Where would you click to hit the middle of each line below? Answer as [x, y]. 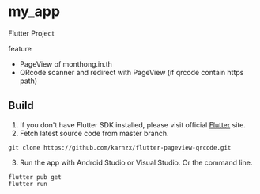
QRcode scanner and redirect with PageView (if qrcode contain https [132, 72]
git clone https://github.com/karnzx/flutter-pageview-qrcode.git [120, 148]
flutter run [28, 184]
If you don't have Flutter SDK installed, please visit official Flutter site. [133, 124]
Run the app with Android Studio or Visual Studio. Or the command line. [136, 162]
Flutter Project [31, 33]
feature [20, 48]
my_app [34, 11]
